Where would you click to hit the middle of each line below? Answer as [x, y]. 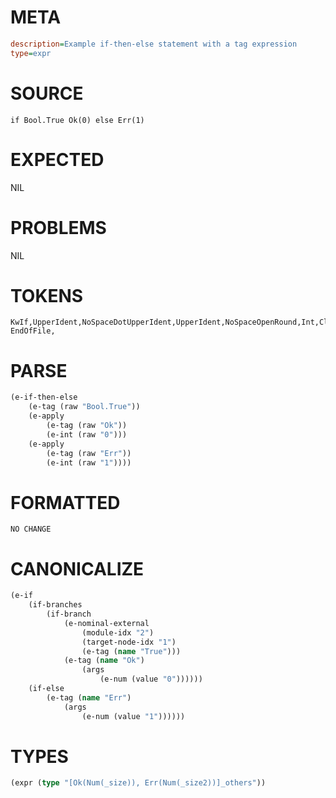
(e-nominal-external [106, 623]
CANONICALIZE [77, 568]
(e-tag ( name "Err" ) [89, 697]
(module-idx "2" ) [118, 632]
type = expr [31, 53]
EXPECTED [57, 159]
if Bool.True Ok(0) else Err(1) [77, 120]
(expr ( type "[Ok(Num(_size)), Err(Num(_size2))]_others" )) [138, 783]
